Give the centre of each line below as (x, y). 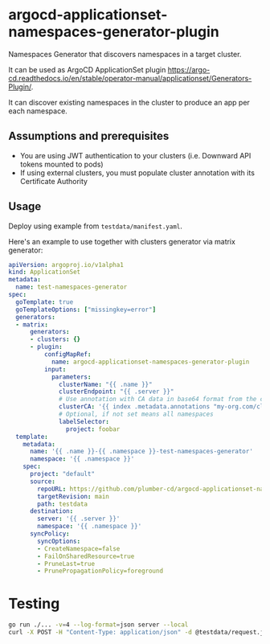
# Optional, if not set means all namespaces (137, 414)
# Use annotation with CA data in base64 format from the (158, 400)
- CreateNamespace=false (79, 548)
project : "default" (62, 474)
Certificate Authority (54, 181)
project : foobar (93, 429)
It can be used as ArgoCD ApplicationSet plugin (87, 69)
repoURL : (52, 489)
